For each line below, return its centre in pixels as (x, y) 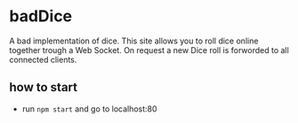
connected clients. (43, 59)
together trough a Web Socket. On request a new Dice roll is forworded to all (149, 50)
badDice (41, 16)
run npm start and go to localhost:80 (89, 109)
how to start (44, 87)
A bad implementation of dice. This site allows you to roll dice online (134, 41)
